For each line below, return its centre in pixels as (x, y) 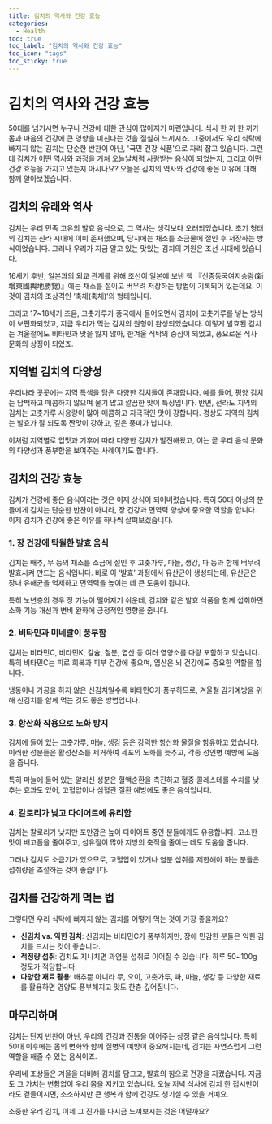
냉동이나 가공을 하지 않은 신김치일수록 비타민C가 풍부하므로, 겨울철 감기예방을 (131, 690)
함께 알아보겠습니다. (40, 179)
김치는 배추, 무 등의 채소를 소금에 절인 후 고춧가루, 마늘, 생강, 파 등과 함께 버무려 (135, 562)
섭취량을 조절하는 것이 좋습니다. (58, 870)
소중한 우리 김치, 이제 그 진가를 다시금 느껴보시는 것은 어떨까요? (109, 1111)
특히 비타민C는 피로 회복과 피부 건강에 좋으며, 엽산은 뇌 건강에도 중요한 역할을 (131, 662)
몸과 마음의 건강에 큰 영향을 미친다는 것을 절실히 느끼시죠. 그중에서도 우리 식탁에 (135, 138)
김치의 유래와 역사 (50, 207)
